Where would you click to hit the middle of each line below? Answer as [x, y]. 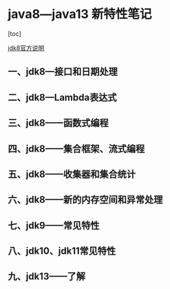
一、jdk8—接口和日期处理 [63, 72]
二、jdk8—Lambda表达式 [62, 97]
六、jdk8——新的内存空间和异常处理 [85, 200]
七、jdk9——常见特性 [54, 225]
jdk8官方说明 [26, 48]
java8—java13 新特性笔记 [80, 14]
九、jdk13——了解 [46, 277]
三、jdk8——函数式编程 [58, 123]
